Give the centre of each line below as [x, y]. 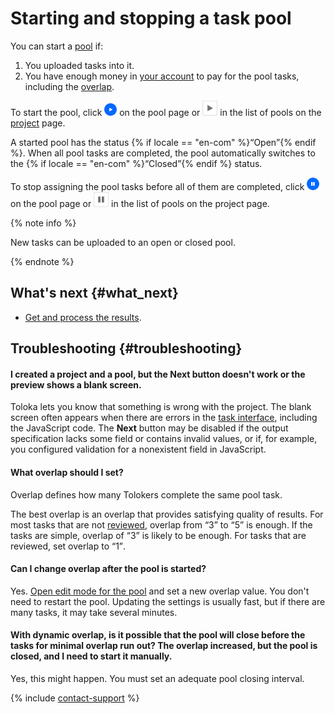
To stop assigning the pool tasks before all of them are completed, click [157, 186]
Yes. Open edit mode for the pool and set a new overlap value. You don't [160, 591]
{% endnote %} [42, 261]
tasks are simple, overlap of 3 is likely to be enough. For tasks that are [158, 535]
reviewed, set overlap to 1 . [68, 546]
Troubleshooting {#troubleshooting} [126, 348]
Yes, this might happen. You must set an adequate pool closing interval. [157, 678]
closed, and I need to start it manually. [91, 656]
